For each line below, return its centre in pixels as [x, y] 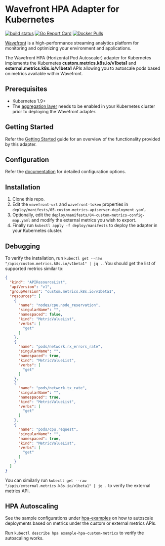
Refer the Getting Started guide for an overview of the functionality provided [83, 139]
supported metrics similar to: [34, 269]
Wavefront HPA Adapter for [62, 9]
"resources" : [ [25, 296]
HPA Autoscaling [32, 506]
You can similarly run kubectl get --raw [46, 480]
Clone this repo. [28, 199]
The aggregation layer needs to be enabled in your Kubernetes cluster [84, 106]
